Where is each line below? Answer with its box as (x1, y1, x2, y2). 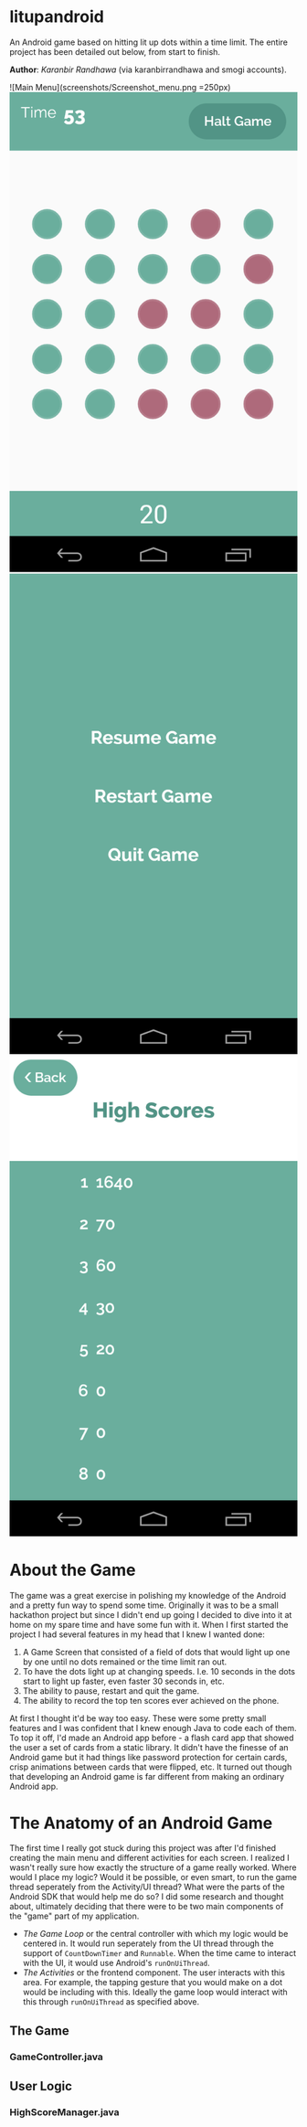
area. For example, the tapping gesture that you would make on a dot (22, 1977, 283, 1988)
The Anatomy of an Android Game (9, 1813, 273, 1834)
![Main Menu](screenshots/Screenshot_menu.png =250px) (9, 81, 231, 92)
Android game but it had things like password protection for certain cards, (9, 1751, 288, 1762)
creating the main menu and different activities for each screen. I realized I (9, 1853, 290, 1864)
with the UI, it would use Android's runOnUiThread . (22, 1958, 210, 1969)
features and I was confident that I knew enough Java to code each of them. (9, 1722, 297, 1733)
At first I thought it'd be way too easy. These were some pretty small (9, 1712, 267, 1724)
